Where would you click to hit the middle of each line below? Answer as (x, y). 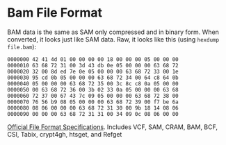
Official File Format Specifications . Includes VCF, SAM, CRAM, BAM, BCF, (112, 127)
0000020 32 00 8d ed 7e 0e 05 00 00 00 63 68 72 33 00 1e (93, 71)
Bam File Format (55, 13)
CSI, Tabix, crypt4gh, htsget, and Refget (65, 134)
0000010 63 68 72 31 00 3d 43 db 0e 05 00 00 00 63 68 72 (93, 65)
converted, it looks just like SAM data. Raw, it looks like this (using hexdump (113, 39)
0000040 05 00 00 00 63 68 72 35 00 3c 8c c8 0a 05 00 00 (93, 84)
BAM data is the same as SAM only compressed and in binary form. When (113, 32)
